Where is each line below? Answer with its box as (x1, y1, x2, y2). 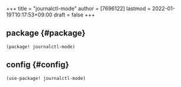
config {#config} (6, 60, 69, 70)
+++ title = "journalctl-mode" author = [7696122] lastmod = (6, 5, 151, 12)
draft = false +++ (53, 11, 96, 18)
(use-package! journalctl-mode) (6, 75, 86, 81)
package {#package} (6, 28, 86, 38)
